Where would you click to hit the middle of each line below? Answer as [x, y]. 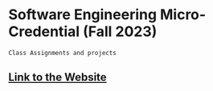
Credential [44, 32]
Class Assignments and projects [62, 53]
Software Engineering [83, 15]
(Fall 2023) [120, 32]
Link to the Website [57, 77]
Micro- [183, 15]
